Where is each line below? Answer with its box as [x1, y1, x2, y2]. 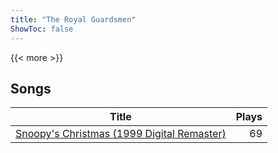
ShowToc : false [10, 24, 74, 34]
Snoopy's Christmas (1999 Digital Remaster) [15, 127, 227, 141]
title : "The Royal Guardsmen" [10, 14, 137, 25]
